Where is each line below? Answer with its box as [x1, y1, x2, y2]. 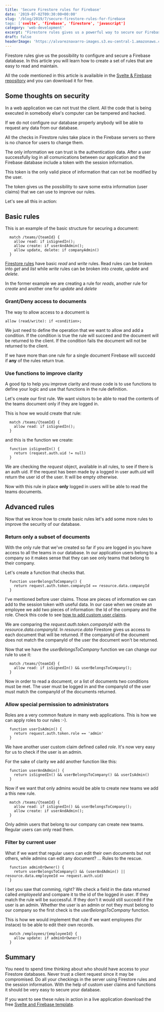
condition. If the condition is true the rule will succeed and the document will [5, 332, 159, 338]
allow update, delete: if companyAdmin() [14, 248, 99, 253]
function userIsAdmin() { [9, 727, 62, 732]
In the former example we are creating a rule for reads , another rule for [5, 280, 148, 287]
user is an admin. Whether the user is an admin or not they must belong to [5, 902, 154, 908]
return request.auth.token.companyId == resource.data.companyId [14, 584, 150, 589]
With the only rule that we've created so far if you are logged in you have [5, 544, 152, 550]
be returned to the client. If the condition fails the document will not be [5, 338, 147, 344]
